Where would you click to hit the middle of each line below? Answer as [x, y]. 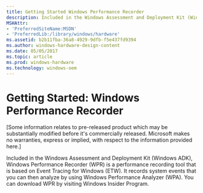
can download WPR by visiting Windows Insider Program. [78, 184]
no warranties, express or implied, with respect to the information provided [99, 140]
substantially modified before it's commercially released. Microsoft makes [98, 134]
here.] [14, 147]
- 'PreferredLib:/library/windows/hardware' [63, 34]
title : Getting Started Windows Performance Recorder [76, 12]
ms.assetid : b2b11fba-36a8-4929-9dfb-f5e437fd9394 [71, 40]
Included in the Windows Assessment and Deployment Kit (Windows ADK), [100, 158]
